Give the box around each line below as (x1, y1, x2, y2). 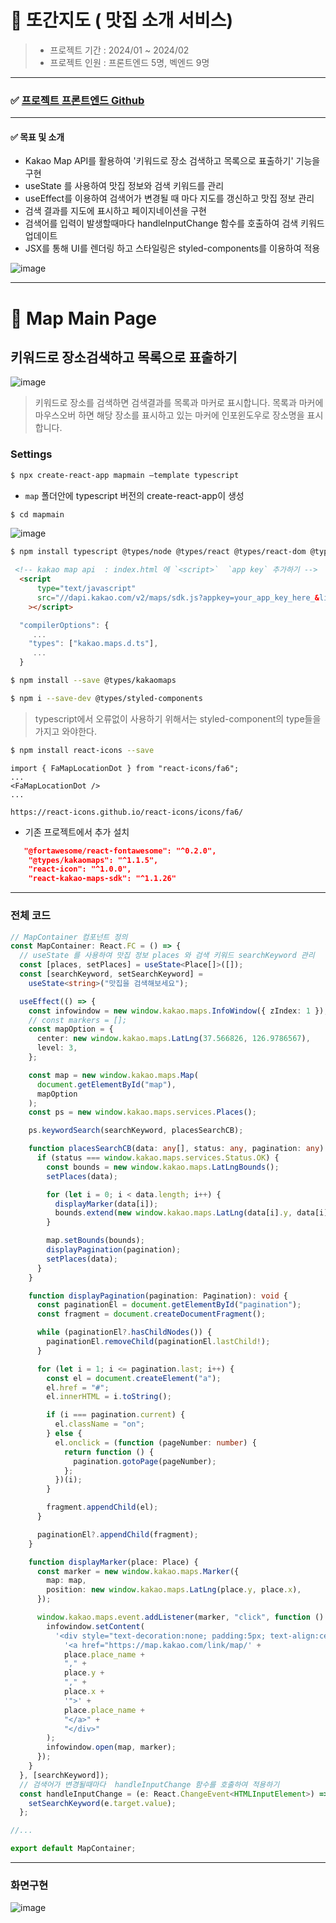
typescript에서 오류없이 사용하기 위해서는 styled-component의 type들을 (34, 712, 322, 725)
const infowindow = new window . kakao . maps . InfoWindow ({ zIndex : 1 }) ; (28, 1006, 329, 1016)
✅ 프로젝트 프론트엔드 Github (10, 93, 145, 107)
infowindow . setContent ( (46, 1621, 145, 1631)
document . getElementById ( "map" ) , (36, 1079, 177, 1090)
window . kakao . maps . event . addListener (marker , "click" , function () (36, 1612, 325, 1623)
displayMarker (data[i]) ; (54, 1199, 159, 1209)
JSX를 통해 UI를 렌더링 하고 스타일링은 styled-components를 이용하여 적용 (24, 242, 321, 255)
